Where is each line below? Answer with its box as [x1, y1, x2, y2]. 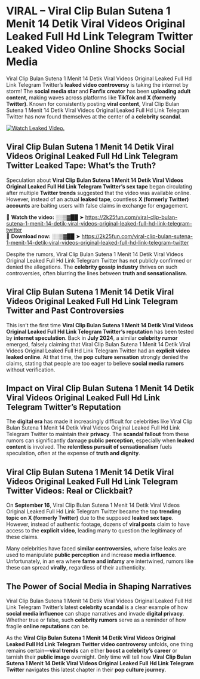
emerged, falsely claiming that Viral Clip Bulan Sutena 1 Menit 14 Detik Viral [6, 340, 190, 348]
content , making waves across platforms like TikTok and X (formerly [6, 94, 177, 101]
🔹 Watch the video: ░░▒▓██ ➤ [6, 214, 84, 221]
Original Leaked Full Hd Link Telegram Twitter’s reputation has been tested [6, 328, 194, 335]
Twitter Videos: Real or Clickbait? [6, 486, 133, 496]
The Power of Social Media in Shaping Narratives [6, 581, 192, 592]
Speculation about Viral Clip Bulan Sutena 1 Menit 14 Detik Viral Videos [6, 176, 183, 184]
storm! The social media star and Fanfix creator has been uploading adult [6, 87, 191, 95]
